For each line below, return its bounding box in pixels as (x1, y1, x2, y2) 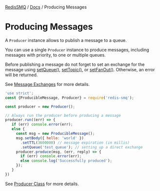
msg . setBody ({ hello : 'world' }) (16, 135, 84, 141)
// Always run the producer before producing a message (5, 113, 121, 118)
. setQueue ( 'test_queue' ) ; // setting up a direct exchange (20, 145, 143, 149)
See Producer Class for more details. (5, 181, 79, 187)
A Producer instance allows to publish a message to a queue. (5, 37, 127, 43)
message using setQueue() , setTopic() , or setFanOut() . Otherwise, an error (5, 66, 155, 72)
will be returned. (5, 72, 38, 78)
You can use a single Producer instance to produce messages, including (5, 46, 150, 53)
